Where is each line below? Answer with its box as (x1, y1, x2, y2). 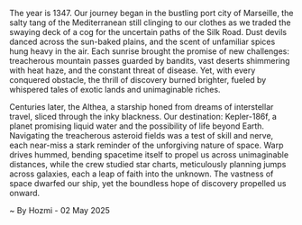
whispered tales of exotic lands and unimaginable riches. (9, 85, 221, 94)
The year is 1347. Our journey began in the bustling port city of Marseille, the (9, 8, 294, 18)
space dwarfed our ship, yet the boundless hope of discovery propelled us (9, 178, 287, 188)
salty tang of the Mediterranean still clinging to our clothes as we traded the (9, 17, 291, 28)
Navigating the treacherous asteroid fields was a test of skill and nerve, (9, 130, 274, 140)
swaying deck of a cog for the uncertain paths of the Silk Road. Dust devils (9, 27, 287, 37)
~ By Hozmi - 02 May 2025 (9, 205, 111, 215)
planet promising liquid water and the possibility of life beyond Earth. (9, 121, 264, 131)
